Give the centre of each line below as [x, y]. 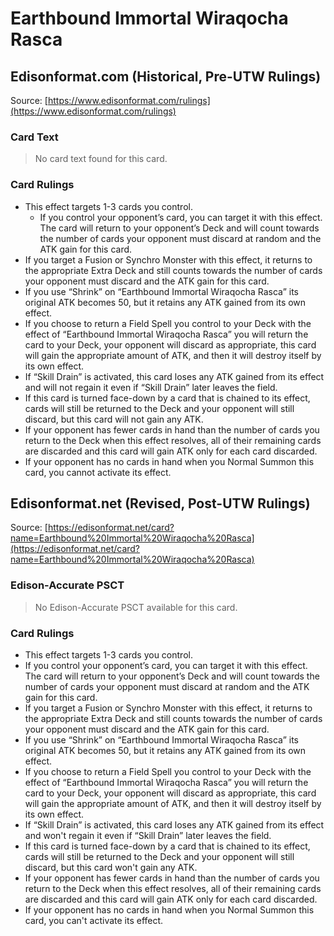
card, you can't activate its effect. [94, 920]
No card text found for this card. [101, 159]
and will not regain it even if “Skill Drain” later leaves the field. [151, 387]
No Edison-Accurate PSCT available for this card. [136, 607]
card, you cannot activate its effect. [98, 472]
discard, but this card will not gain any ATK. [114, 419]
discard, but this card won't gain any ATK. [111, 867]
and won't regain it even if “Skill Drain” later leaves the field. [148, 835]
